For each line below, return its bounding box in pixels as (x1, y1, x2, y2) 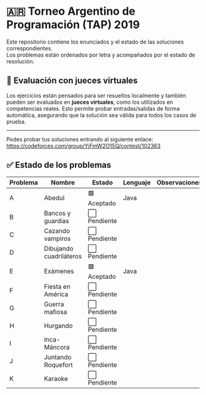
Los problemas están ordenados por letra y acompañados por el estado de (6, 51, 196, 58)
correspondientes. (6, 44, 53, 52)
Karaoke (44, 374, 69, 383)
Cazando (44, 226, 71, 235)
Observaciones (156, 178, 202, 187)
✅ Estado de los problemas (6, 160, 112, 170)
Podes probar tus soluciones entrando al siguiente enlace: (6, 135, 153, 143)
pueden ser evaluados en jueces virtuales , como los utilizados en (6, 98, 174, 106)
